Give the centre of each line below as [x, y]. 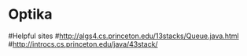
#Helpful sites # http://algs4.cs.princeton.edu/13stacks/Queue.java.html [124, 36]
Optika [30, 14]
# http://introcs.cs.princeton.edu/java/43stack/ [83, 44]
